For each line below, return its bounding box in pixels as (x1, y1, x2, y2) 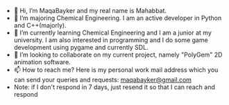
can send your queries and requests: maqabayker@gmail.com (13, 76, 192, 84)
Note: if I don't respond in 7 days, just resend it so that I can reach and (13, 83, 215, 91)
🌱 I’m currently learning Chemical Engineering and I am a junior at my (13, 28, 212, 37)
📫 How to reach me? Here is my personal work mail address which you (13, 66, 219, 74)
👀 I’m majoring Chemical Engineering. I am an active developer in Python (13, 14, 222, 22)
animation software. (13, 58, 71, 66)
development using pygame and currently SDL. (13, 44, 149, 51)
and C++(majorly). (13, 21, 67, 29)
